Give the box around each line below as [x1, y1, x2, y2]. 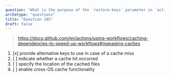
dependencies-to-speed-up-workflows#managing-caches [17, 41, 141, 47]
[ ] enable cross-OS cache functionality [12, 66, 95, 72]
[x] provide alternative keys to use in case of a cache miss [12, 50, 134, 56]
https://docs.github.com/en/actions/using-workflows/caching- [17, 35, 149, 41]
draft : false [5, 21, 33, 27]
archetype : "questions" [5, 12, 56, 17]
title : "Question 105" [5, 17, 53, 22]
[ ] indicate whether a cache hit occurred [12, 56, 98, 62]
